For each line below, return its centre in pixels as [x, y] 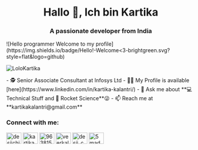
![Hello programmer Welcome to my [50, 44]
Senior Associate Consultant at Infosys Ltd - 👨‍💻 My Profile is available [103, 80]
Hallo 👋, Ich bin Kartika [101, 12]
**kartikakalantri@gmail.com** [44, 107]
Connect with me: [33, 122]
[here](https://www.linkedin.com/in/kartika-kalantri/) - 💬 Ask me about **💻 [99, 89]
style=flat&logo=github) [35, 57]
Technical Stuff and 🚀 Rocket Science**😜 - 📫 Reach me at [79, 98]
